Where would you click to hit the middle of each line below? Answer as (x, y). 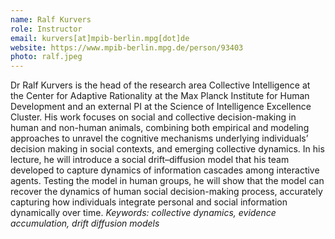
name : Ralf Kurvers (51, 19)
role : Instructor (46, 29)
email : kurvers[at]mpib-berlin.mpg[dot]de (100, 38)
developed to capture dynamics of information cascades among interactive (165, 170)
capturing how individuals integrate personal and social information (149, 202)
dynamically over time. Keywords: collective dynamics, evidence (143, 213)
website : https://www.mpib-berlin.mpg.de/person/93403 (127, 47)
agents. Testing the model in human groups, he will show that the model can (167, 181)
